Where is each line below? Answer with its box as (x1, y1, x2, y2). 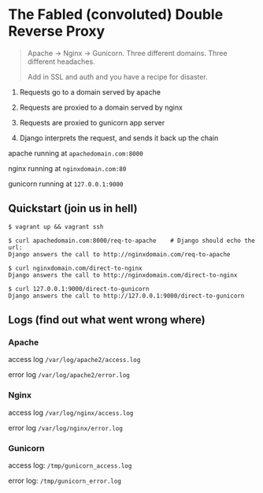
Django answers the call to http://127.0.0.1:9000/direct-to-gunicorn (8, 292, 245, 300)
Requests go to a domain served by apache (19, 87, 161, 96)
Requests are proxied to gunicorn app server (19, 118, 165, 127)
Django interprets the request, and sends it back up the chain (19, 133, 219, 143)
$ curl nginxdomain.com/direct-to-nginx (8, 264, 143, 272)
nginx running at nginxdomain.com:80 (8, 163, 127, 173)
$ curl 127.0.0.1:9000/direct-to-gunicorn (8, 285, 150, 293)
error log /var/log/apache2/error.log (8, 370, 130, 379)
